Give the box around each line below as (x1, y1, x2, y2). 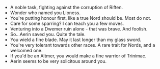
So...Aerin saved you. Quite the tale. (10, 31, 86, 37)
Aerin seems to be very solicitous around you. (10, 58, 107, 64)
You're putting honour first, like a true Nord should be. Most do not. (10, 15, 151, 21)
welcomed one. (10, 48, 43, 53)
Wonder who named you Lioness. (10, 10, 81, 16)
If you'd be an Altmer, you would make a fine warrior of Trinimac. (10, 53, 147, 59)
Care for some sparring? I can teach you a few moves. (10, 20, 124, 26)
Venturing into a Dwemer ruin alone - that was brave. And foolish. (10, 26, 148, 32)
